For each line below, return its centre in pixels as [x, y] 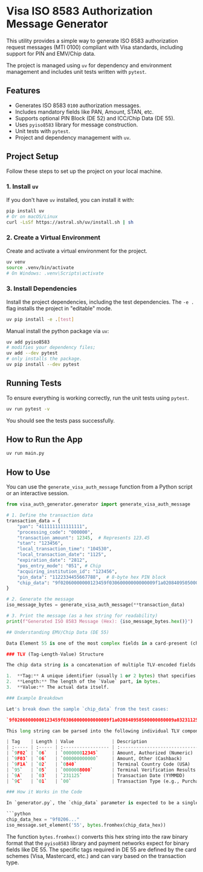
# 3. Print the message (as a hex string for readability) [82, 616]
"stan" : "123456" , [40, 543]
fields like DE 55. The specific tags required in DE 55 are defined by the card [101, 849]
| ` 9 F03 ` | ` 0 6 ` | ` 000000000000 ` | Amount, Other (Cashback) [94, 759]
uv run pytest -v [28, 409]
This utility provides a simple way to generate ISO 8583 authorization [92, 41]
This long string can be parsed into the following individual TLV [93, 731]
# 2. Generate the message [40, 599]
